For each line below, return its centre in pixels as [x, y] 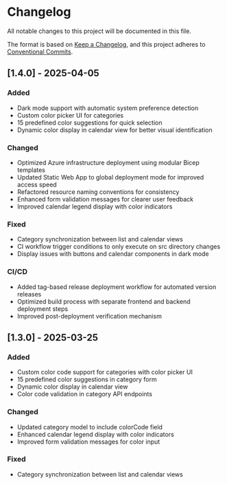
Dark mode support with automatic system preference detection [108, 108]
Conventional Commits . [40, 52]
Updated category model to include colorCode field [90, 427]
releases [29, 294]
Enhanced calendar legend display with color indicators [96, 434]
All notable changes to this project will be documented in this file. [99, 31]
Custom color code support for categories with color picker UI [105, 372]
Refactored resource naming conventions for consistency [98, 192]
